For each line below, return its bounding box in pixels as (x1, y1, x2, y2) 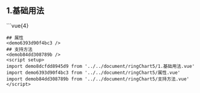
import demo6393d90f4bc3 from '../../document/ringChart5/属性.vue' (6, 70, 181, 76)
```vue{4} (6, 22, 29, 29)
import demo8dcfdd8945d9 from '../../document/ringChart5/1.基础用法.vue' (6, 63, 195, 69)
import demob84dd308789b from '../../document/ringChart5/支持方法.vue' (6, 76, 190, 82)
